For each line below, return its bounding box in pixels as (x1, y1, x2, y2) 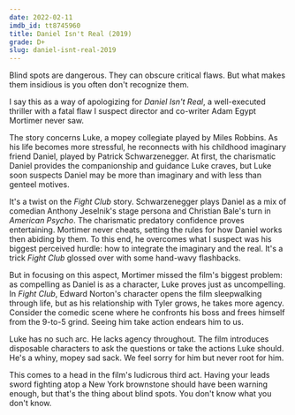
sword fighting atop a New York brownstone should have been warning (9, 379, 268, 389)
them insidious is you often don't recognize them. (9, 79, 190, 90)
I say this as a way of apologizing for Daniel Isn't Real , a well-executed (9, 96, 267, 107)
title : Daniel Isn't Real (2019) (9, 29, 132, 38)
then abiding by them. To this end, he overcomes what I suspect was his (9, 234, 272, 245)
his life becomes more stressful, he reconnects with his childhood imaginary (9, 142, 287, 153)
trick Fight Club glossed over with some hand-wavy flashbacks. (9, 253, 241, 263)
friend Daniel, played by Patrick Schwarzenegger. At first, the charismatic (9, 151, 276, 162)
